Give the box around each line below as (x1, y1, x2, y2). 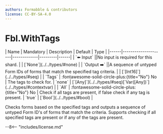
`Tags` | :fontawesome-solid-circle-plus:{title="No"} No (45, 74, 157, 80)
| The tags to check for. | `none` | (5, 79, 72, 85)
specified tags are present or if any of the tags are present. (5, 114, 124, 120)
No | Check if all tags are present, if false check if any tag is (30, 89, 150, 95)
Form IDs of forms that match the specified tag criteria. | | (5, 69, 121, 75)
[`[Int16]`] (122, 69, 141, 75)
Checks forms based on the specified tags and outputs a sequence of (5, 104, 146, 110)
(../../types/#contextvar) (5, 84, 54, 90)
